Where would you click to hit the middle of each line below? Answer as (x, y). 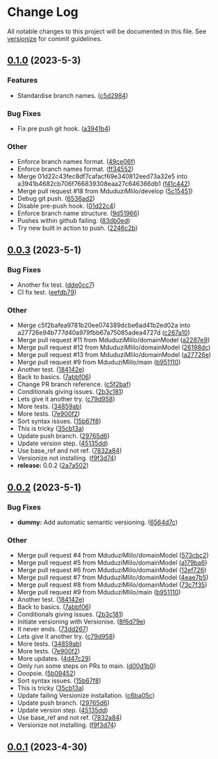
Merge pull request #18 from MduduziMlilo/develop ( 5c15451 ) (105, 191)
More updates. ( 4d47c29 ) (54, 659)
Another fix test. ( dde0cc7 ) (56, 285)
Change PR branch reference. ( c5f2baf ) (74, 384)
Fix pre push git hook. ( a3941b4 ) (64, 128)
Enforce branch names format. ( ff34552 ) (75, 169)
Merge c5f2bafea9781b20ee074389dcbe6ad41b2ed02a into (104, 325)
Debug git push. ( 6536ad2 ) (56, 199)
